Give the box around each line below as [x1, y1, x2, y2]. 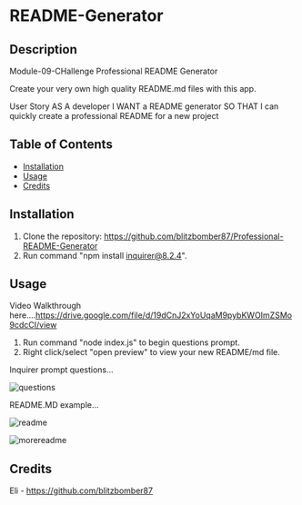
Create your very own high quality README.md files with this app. [9, 84, 257, 94]
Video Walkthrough [9, 301, 82, 312]
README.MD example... [9, 400, 99, 411]
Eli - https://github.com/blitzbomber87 [9, 485, 153, 496]
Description [9, 42, 77, 57]
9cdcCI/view [9, 320, 57, 331]
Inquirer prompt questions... [9, 364, 114, 375]
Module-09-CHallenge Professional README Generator [9, 65, 218, 76]
